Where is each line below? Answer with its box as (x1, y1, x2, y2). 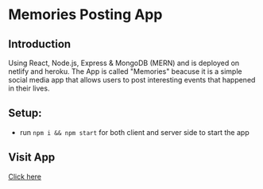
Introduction (8, 37, 72, 51)
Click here (8, 172, 42, 181)
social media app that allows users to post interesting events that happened (8, 75, 256, 84)
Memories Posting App (8, 6, 163, 24)
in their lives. (8, 83, 50, 93)
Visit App (8, 151, 56, 164)
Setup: (8, 106, 42, 120)
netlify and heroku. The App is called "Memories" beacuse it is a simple (8, 67, 242, 76)
